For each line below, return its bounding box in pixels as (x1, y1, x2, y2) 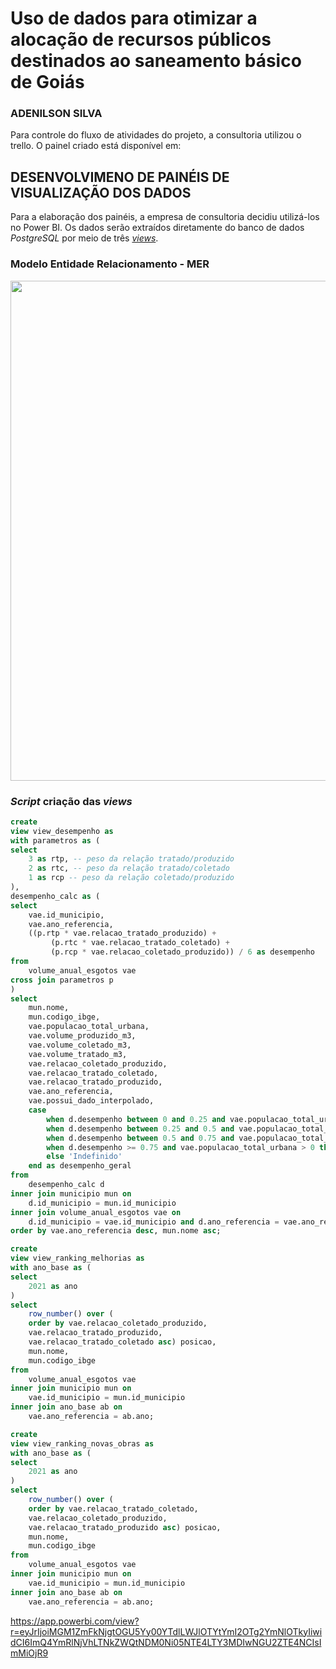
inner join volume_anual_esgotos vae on (10, 1207, 182, 1217)
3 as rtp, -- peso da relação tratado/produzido (28, 854, 235, 864)
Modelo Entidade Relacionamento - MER (10, 257, 210, 271)
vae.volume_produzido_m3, (28, 1031, 137, 1041)
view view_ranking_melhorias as (10, 1253, 145, 1264)
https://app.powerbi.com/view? (10, 1615, 140, 1627)
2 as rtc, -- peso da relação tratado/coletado (28, 863, 230, 874)
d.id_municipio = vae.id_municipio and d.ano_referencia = (28, 1217, 280, 1227)
